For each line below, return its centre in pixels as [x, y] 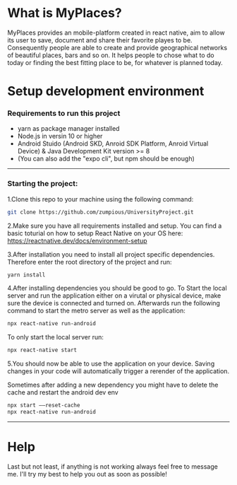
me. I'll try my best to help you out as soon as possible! [87, 474]
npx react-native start [42, 350]
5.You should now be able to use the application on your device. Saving [111, 364]
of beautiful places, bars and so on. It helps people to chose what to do [111, 55]
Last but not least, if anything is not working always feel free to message [113, 466]
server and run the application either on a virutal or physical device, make [114, 296]
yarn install [26, 275]
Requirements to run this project [64, 113]
